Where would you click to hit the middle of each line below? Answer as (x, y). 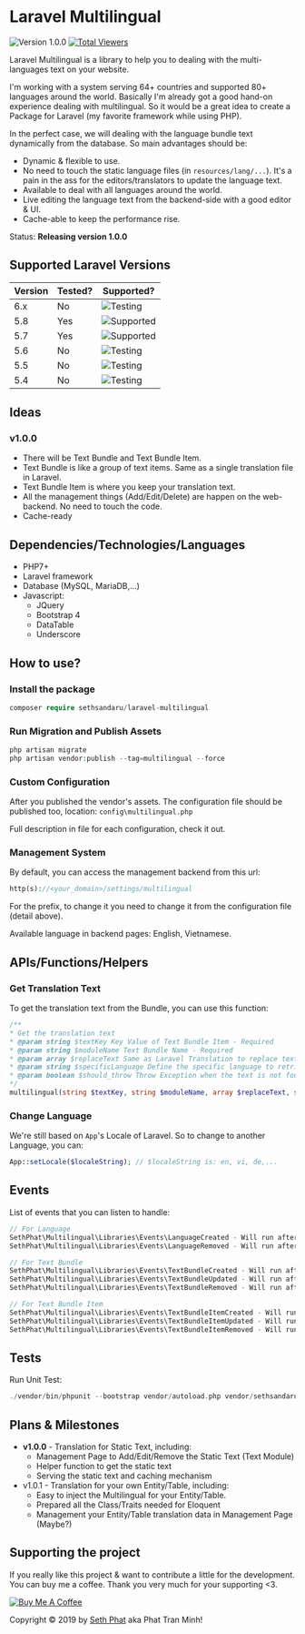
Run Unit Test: (36, 1380)
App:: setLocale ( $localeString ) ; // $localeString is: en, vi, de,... (144, 1162)
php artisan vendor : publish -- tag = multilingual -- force (117, 758)
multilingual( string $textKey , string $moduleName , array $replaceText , (150, 1093)
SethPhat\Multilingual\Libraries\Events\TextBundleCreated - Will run (146, 1271)
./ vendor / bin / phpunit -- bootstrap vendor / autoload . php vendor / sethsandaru (154, 1396)
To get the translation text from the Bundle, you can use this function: (139, 1009)
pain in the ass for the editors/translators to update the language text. (152, 180)
